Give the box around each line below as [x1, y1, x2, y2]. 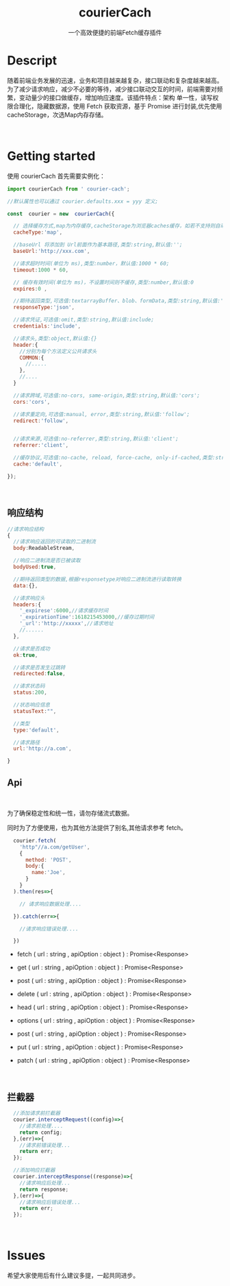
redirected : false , [13, 670, 66, 677]
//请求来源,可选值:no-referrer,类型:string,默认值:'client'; [13, 435, 179, 443]
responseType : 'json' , [13, 304, 75, 311]
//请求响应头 [13, 594, 46, 601]
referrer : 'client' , [13, 442, 69, 449]
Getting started [7, 149, 96, 164]
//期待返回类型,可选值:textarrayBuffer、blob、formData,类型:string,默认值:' [13, 298, 224, 304]
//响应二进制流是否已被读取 [13, 557, 81, 564]
